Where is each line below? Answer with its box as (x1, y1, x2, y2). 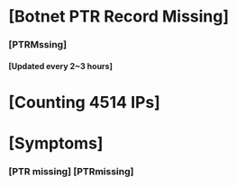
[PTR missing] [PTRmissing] (8, 165, 134, 177)
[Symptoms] (8, 133, 104, 154)
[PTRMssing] (8, 39, 68, 51)
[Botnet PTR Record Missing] (8, 6, 230, 27)
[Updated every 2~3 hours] (8, 60, 114, 71)
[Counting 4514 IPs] (8, 92, 161, 112)
